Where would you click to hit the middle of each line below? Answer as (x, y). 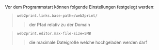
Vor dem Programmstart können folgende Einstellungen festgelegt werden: (80, 7)
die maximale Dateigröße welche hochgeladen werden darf (88, 42)
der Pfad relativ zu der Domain (60, 25)
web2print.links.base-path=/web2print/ (57, 16)
